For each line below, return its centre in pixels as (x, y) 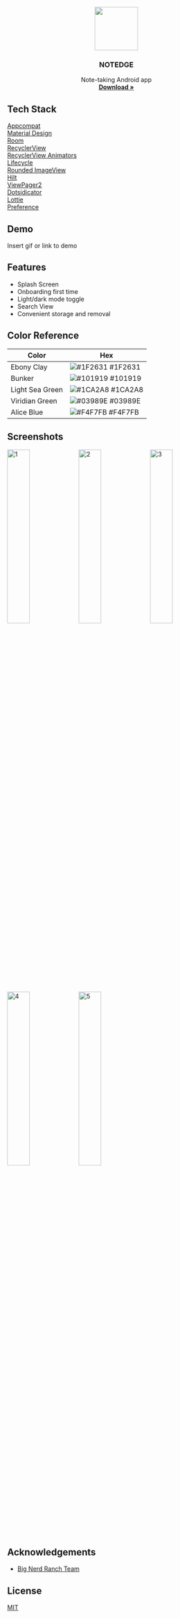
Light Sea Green (37, 389)
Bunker (22, 378)
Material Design (30, 133)
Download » (116, 87)
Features (27, 267)
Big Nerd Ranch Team (48, 1569)
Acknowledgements (52, 1552)
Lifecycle (20, 163)
